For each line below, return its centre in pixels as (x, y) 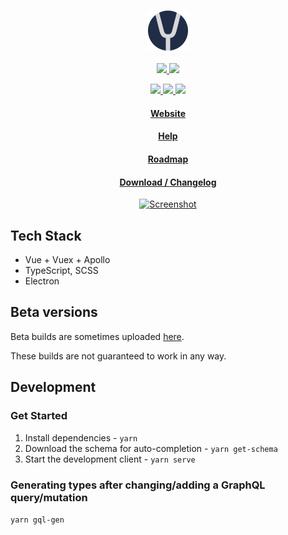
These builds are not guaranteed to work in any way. (118, 356)
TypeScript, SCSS (61, 271)
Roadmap (168, 159)
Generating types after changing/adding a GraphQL (138, 485)
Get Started (39, 416)
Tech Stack (46, 235)
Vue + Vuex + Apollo (67, 260)
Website (168, 113)
